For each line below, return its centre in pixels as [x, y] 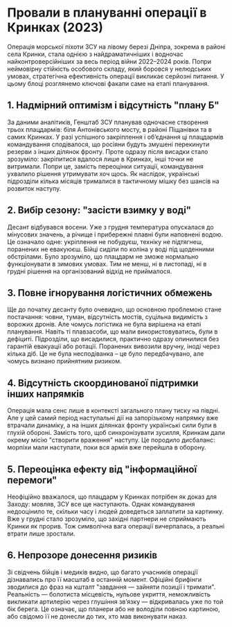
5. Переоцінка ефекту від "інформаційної [102, 469]
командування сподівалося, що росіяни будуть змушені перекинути [108, 144]
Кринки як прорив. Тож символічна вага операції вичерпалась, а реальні [116, 526]
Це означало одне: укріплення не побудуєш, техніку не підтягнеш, [105, 241]
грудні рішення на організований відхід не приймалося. [90, 271]
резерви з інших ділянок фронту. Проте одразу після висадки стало [108, 151]
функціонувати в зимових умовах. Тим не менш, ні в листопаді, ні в [107, 264]
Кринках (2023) [55, 27]
